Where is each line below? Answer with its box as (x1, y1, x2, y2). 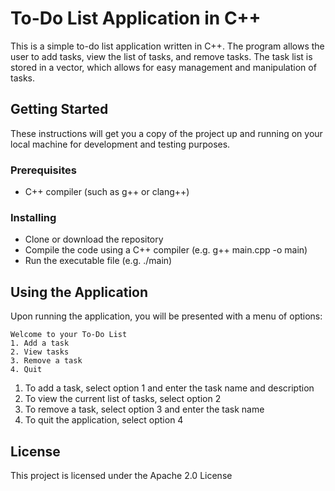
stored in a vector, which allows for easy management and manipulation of (10, 61, 317, 73)
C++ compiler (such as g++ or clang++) (24, 186, 190, 198)
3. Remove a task (10, 356, 83, 366)
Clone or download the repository (24, 233, 164, 246)
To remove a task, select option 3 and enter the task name (24, 403, 265, 416)
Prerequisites (10, 163, 77, 177)
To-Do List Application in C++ (10, 7, 262, 30)
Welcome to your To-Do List (10, 330, 128, 340)
